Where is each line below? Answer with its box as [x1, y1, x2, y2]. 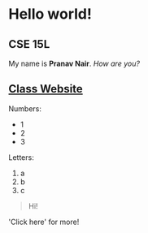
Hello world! [8, 5, 92, 24]
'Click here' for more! [8, 217, 80, 227]
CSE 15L [8, 37, 50, 51]
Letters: [8, 152, 34, 162]
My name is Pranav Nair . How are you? [8, 58, 141, 68]
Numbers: [8, 103, 42, 114]
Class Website [8, 82, 83, 96]
